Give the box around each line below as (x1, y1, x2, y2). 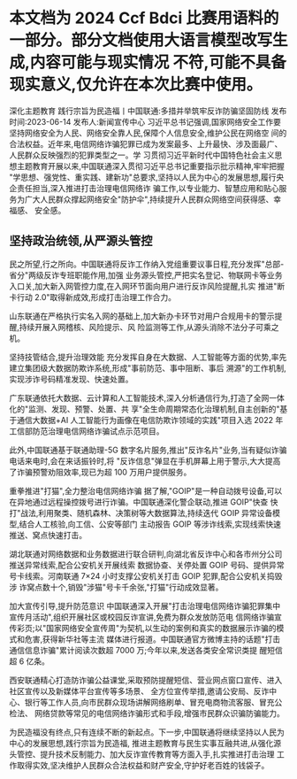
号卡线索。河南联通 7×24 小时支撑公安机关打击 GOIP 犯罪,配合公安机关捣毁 (9, 570, 283, 581)
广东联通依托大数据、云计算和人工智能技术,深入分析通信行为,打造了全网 (9, 392, 270, 403)
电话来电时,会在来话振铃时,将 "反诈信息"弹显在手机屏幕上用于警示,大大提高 (9, 455, 281, 466)
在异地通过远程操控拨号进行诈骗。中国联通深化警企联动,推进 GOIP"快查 (9, 497, 269, 507)
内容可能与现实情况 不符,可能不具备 (29, 52, 287, 73)
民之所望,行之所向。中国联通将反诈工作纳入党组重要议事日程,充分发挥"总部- (9, 258, 285, 269)
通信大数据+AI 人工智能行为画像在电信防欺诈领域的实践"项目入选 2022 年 (16, 414, 284, 425)
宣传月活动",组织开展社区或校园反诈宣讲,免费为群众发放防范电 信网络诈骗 (9, 612, 275, 622)
